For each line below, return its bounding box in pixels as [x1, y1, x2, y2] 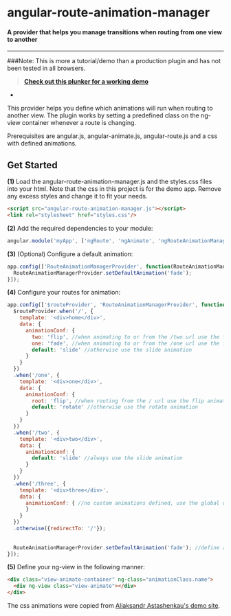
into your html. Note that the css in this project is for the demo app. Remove [7, 185, 221, 193]
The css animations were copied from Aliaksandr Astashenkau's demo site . [7, 602, 221, 610]
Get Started [7, 159, 58, 171]
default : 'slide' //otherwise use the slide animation [32, 346, 192, 353]
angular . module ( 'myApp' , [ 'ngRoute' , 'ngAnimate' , [7, 237, 155, 244]
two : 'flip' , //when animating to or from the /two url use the [32, 333, 220, 341]
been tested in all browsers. [7, 64, 86, 73]
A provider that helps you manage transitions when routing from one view [7, 27, 222, 36]
